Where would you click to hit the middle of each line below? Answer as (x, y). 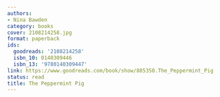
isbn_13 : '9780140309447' (51, 64)
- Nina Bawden (27, 20)
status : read (26, 77)
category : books (30, 26)
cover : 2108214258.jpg (40, 32)
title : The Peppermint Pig (46, 83)
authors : (20, 13)
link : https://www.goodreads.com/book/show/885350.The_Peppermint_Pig (110, 70)
